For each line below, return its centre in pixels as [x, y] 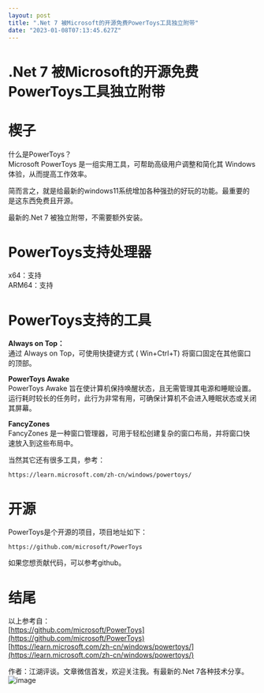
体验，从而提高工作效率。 [50, 174]
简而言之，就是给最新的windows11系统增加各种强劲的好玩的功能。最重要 [126, 190]
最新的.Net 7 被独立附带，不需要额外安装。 [78, 217]
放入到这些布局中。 [46, 443]
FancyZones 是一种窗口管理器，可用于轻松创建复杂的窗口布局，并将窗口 [126, 433]
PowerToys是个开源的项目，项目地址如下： [78, 532]
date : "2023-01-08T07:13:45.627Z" [65, 30]
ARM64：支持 [31, 285]
